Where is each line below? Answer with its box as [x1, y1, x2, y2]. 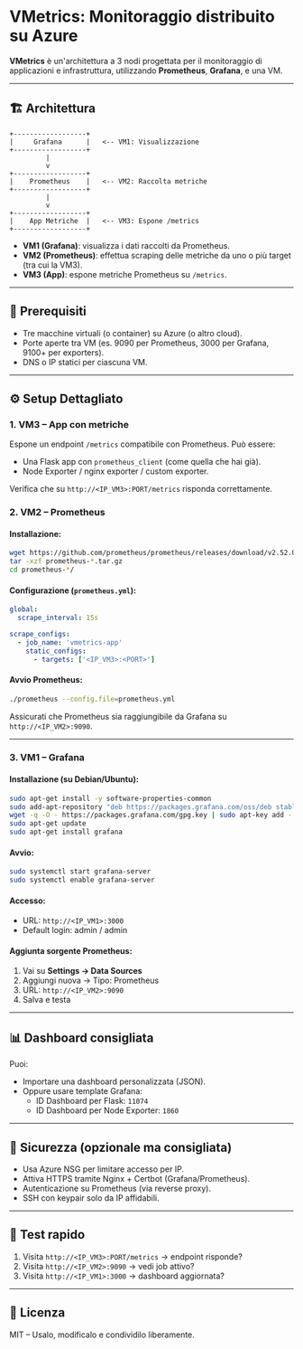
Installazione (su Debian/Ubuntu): [9, 774, 140, 785]
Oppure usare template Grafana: [22, 1086, 142, 1097]
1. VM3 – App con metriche [9, 418, 129, 430]
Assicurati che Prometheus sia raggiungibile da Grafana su [9, 711, 227, 722]
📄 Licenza [9, 1305, 66, 1321]
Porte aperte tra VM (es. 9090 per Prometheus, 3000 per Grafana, [22, 337, 270, 348]
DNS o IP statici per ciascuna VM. [22, 356, 148, 367]
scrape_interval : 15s [17, 613, 99, 623]
